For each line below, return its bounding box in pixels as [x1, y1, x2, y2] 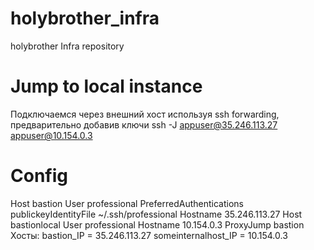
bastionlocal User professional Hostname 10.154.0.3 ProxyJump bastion [10, 218, 305, 231]
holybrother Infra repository [10, 40, 125, 52]
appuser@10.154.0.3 [10, 129, 93, 141]
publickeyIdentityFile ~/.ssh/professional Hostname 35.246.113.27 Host [10, 208, 303, 220]
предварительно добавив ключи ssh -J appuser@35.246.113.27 [10, 118, 278, 131]
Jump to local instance [10, 75, 203, 98]
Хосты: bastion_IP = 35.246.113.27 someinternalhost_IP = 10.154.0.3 [10, 229, 288, 241]
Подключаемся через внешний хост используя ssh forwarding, [10, 108, 280, 120]
